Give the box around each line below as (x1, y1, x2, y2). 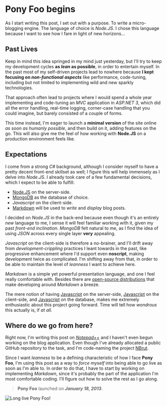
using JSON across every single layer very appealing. (5, 230, 116, 236)
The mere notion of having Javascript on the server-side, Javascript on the (5, 291, 160, 297)
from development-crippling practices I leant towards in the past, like (5, 245, 147, 251)
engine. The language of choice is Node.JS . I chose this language (24, 25, 160, 31)
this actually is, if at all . (5, 307, 52, 313)
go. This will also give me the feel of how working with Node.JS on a (5, 131, 146, 136)
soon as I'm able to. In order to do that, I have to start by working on (5, 365, 145, 372)
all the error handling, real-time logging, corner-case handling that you (5, 105, 150, 111)
